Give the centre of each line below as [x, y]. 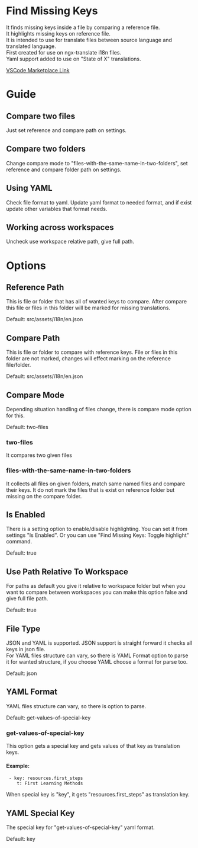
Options [26, 265]
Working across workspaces [60, 227]
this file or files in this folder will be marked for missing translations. [88, 308]
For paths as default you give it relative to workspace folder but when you [96, 586]
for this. [16, 415]
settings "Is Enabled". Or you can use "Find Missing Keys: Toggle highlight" [98, 535]
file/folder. [19, 365]
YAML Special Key [40, 813]
